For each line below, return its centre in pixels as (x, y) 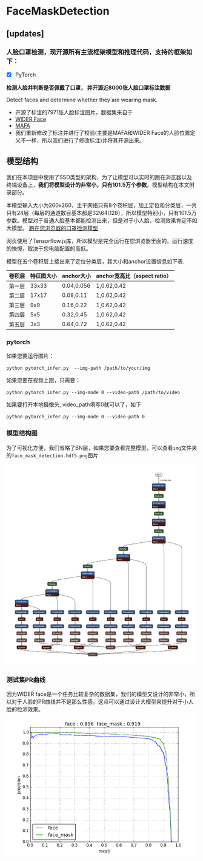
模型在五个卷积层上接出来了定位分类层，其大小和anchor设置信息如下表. (95, 261)
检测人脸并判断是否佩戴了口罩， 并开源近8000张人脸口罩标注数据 (88, 87)
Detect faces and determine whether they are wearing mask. (82, 100)
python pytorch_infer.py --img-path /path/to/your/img (78, 369)
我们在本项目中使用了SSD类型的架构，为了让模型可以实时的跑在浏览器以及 (99, 177)
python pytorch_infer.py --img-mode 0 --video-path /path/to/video (93, 393)
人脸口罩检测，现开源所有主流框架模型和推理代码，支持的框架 (96, 52)
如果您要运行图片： (30, 356)
